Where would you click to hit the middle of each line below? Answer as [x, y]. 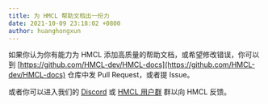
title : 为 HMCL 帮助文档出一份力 [59, 16]
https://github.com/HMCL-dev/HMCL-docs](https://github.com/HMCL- [138, 64]
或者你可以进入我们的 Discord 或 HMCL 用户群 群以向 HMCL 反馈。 [120, 92]
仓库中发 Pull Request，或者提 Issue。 [131, 75]
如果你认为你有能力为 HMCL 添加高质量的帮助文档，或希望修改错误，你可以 [134, 55]
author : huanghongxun [45, 31]
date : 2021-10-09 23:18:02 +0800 [65, 23]
